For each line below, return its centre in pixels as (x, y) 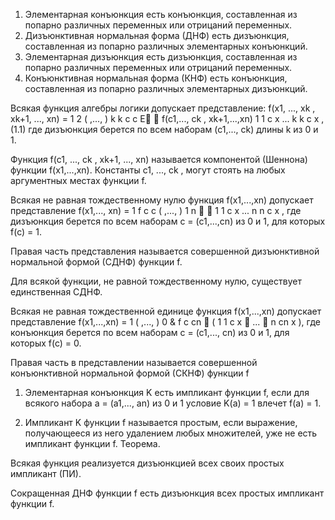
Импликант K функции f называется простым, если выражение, (161, 422)
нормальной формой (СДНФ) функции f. (96, 262)
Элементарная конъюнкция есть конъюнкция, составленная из (161, 14)
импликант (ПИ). (46, 473)
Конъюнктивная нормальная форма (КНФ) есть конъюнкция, (156, 78)
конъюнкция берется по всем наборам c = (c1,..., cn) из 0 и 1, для (150, 332)
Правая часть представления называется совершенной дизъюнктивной (165, 251)
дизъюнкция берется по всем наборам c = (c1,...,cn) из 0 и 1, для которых (168, 221)
